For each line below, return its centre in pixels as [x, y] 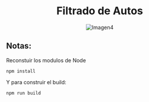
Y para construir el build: [36, 82]
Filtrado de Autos [100, 11]
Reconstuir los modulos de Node [46, 60]
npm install [21, 71]
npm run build [24, 93]
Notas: [19, 46]
